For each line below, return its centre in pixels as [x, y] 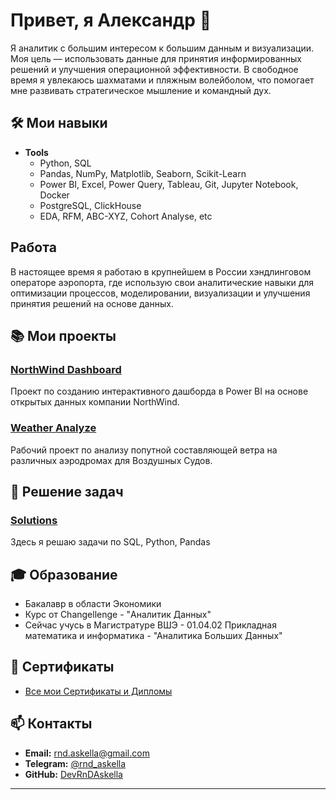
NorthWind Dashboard [66, 369]
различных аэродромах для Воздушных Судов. [111, 460]
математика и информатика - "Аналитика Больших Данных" [153, 636]
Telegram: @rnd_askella [75, 763]
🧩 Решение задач [67, 491]
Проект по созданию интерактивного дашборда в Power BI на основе [159, 391]
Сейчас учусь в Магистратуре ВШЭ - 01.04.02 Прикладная [150, 625]
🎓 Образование [64, 574]
